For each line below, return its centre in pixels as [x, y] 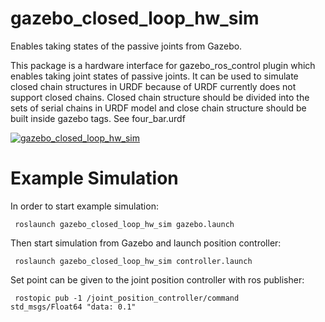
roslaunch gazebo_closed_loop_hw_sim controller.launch [133, 261]
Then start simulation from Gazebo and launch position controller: [146, 243]
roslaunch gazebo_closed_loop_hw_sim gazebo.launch [124, 224]
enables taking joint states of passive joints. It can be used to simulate [154, 76]
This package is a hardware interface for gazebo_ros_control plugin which [163, 65]
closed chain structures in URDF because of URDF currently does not [153, 86]
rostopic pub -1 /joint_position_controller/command [127, 298]
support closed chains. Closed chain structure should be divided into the [160, 97]
